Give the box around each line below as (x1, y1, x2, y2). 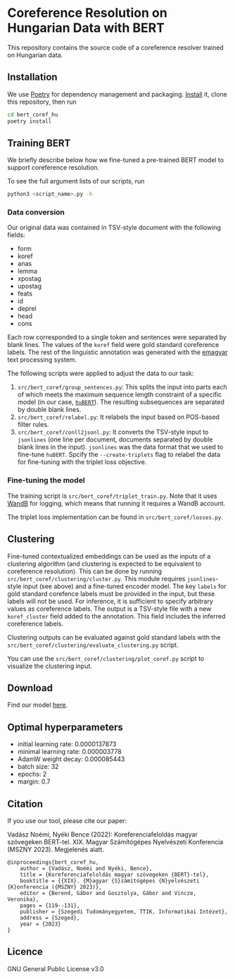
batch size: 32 (17, 762, 59, 771)
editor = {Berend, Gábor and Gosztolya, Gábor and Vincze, (20, 890, 197, 897)
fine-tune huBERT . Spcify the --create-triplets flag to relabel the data (17, 450, 221, 459)
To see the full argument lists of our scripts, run (7, 177, 145, 186)
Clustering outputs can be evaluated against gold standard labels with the (7, 633, 221, 641)
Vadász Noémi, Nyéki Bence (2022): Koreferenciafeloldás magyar (7, 830, 198, 839)
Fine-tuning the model (7, 475, 86, 485)
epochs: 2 (17, 770, 47, 779)
